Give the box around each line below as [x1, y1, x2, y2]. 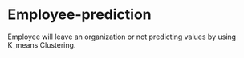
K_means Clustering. [7, 40, 76, 49]
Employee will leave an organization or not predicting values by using [7, 32, 237, 41]
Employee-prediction [7, 6, 152, 24]
